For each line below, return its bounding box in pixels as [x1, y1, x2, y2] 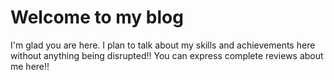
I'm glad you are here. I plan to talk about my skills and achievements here [10, 39, 316, 51]
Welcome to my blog [10, 6, 184, 29]
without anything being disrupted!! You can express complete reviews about [10, 49, 324, 61]
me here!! [10, 60, 50, 72]
